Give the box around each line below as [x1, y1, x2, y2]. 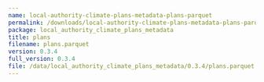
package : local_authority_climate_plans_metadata [8, 26, 174, 34]
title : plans [8, 33, 51, 41]
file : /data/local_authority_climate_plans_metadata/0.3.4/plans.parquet [8, 62, 255, 70]
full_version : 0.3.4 [8, 55, 76, 63]
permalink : [8, 19, 44, 27]
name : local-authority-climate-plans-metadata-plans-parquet [8, 11, 213, 20]
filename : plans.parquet [8, 41, 90, 48]
